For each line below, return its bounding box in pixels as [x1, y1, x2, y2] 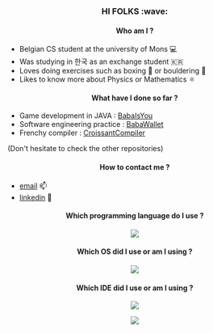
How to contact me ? [99, 162, 170, 171]
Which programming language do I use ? [65, 211, 204, 221]
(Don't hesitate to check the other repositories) [7, 144, 164, 154]
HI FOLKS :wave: [101, 6, 169, 17]
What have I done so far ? [91, 93, 178, 103]
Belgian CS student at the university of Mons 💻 [19, 44, 177, 54]
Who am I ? [115, 26, 154, 36]
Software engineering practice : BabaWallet [19, 120, 164, 129]
